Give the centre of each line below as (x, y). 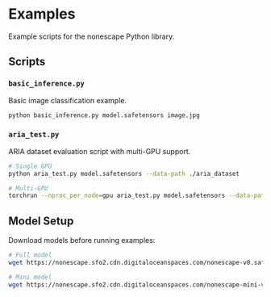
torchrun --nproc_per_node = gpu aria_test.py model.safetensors (117, 196)
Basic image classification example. (68, 100)
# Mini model (30, 277)
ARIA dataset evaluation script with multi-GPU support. (100, 151)
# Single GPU (30, 166)
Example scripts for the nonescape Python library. (92, 36)
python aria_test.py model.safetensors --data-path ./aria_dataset (124, 174)
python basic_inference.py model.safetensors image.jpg (104, 115)
